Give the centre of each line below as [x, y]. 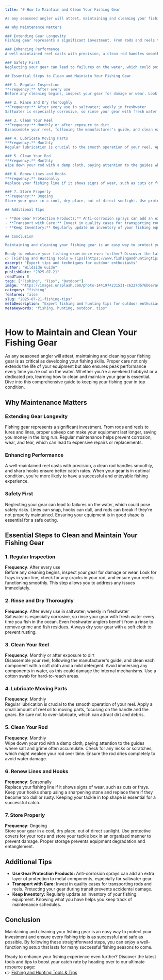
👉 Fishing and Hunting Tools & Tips [41, 972]
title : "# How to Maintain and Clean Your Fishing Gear [63, 9]
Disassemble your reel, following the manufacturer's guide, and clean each [80, 660]
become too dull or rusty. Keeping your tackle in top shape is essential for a [81, 797]
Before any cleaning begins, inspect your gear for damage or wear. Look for [81, 572]
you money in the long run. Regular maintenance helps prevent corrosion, [78, 437]
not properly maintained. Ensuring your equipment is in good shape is [75, 515]
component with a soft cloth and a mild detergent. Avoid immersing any [76, 666]
